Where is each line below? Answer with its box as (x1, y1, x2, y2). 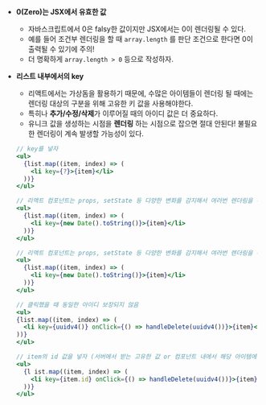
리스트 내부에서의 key (15, 72, 84, 81)
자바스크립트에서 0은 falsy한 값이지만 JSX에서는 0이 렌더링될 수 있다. (27, 24, 247, 34)
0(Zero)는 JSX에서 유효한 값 (15, 7, 107, 16)
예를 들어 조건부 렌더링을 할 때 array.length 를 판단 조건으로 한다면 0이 (27, 35, 253, 43)
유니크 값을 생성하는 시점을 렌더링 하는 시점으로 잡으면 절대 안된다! (27, 119, 236, 128)
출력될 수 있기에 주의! (27, 44, 95, 54)
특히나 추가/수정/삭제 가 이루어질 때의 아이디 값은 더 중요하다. (27, 109, 219, 118)
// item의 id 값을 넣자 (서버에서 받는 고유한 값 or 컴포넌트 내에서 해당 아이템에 (15, 353, 257, 361)
